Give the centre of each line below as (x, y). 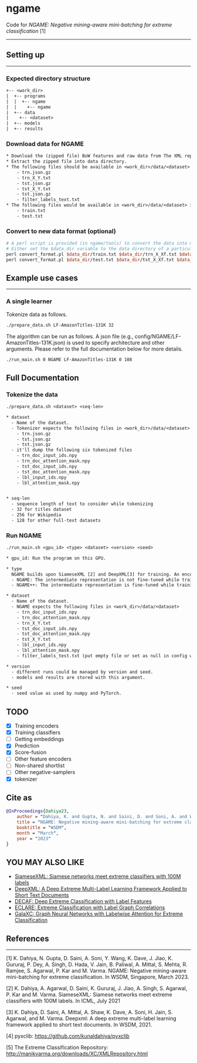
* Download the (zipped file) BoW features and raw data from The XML (94, 156)
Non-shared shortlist (40, 766)
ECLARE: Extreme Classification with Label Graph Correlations (90, 908)
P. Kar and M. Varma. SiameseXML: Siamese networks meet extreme (89, 995)
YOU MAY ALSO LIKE (45, 862)
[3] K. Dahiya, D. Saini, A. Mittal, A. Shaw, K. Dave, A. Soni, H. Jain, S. (89, 1012)
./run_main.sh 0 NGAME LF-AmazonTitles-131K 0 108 (69, 359)
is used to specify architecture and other (116, 342)
